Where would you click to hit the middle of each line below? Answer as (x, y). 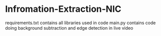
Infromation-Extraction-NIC (63, 9)
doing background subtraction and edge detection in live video (69, 28)
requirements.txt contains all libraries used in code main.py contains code (80, 23)
